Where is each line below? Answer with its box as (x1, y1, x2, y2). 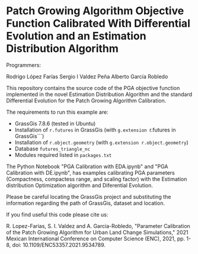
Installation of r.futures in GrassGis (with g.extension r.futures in (14, 126, 176, 133)
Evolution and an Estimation (6, 30, 146, 43)
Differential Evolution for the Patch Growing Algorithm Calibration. (6, 97, 167, 104)
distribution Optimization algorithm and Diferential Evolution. (6, 182, 153, 189)
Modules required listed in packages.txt (14, 151, 112, 158)
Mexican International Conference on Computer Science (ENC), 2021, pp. (6, 235, 186, 242)
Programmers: (6, 61, 41, 69)
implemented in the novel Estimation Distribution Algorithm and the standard (6, 91, 193, 98)
